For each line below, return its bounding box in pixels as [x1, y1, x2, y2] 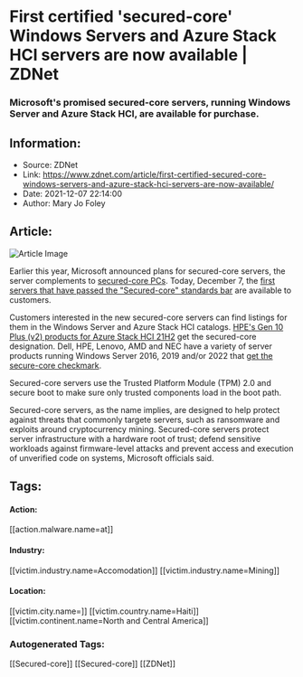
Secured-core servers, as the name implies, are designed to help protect [9, 404, 280, 415]
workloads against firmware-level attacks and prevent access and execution [9, 443, 294, 454]
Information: [9, 136, 81, 151]
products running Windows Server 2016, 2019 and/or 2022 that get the [9, 350, 273, 361]
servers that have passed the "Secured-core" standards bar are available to [9, 285, 292, 296]
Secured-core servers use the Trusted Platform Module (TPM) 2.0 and [9, 377, 271, 388]
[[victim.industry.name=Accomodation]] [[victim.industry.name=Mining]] [9, 565, 280, 576]
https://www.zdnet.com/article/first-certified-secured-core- [43, 169, 267, 180]
